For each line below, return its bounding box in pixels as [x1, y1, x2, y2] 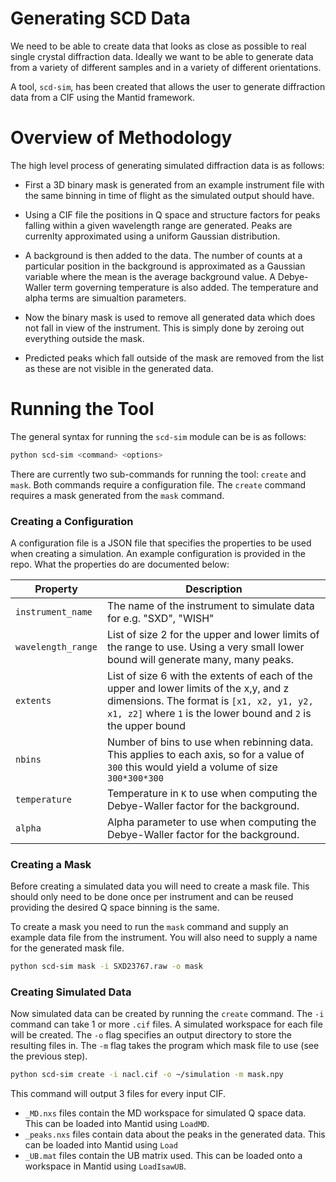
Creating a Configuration [10, 514, 134, 528]
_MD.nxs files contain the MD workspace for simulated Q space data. [24, 1107, 307, 1119]
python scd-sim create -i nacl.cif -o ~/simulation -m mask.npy [10, 1070, 284, 1080]
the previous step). [10, 1050, 88, 1062]
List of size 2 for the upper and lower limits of [106, 627, 320, 641]
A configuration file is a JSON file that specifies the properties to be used [10, 537, 312, 549]
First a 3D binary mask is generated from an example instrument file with [24, 178, 325, 191]
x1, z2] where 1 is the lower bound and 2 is [106, 706, 312, 720]
